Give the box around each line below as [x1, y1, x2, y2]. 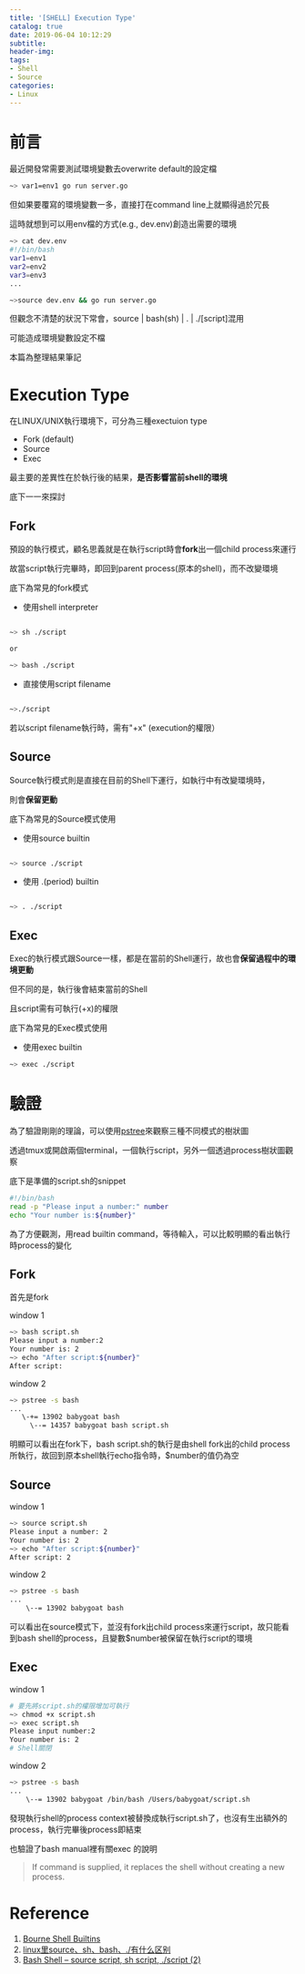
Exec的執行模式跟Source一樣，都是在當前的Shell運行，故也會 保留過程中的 [9, 953, 289, 964]
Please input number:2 [9, 1727, 96, 1736]
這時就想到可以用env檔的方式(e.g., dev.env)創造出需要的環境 [9, 219, 237, 230]
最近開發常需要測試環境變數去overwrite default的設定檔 [9, 163, 218, 174]
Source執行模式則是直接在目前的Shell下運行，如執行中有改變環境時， [9, 774, 270, 785]
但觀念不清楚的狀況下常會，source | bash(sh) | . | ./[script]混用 [9, 313, 244, 324]
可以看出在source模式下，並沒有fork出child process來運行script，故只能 [9, 1621, 282, 1631]
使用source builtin [22, 833, 91, 844]
